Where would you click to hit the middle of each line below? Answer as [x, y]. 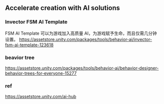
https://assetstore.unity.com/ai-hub [41, 97]
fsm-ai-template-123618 [29, 45]
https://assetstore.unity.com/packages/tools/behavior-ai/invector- [85, 39]
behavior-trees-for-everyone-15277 [41, 73]
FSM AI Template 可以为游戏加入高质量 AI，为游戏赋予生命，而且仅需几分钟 [81, 33]
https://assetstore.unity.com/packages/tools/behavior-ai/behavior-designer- [82, 68]
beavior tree [20, 57]
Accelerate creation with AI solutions [63, 8]
